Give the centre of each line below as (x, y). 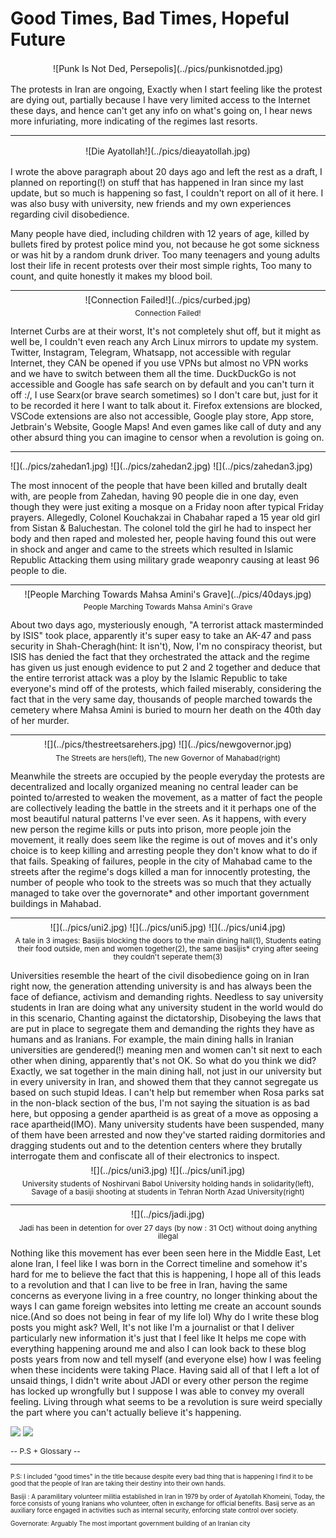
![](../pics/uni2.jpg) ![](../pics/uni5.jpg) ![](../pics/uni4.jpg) (168, 927)
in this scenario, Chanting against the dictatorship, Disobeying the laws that (166, 1018)
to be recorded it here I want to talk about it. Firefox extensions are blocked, (166, 405)
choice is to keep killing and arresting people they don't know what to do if (164, 850)
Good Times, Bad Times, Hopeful (150, 18)
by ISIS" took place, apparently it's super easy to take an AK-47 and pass (161, 636)
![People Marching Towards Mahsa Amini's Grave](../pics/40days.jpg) (168, 594)
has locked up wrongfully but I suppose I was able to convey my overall (157, 1391)
